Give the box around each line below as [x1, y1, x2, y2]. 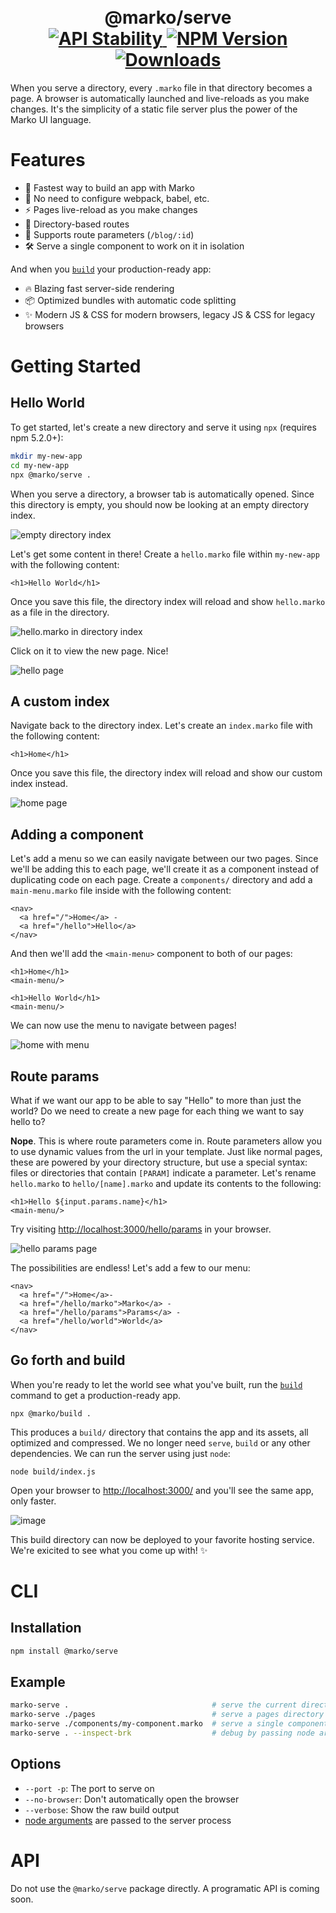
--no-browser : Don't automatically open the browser [24, 1793, 240, 1805]
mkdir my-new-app [10, 451, 83, 461]
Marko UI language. [10, 113, 92, 125]
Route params [10, 1068, 100, 1085]
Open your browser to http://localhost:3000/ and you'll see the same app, [10, 1484, 315, 1496]
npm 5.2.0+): [10, 431, 64, 444]
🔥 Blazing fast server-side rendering [24, 282, 175, 294]
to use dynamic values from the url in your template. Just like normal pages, [10, 1145, 323, 1157]
